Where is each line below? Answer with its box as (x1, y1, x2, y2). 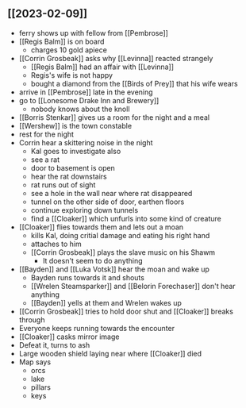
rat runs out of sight (30, 179, 96, 190)
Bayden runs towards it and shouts (30, 272, 144, 282)
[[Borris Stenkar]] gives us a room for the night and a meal (18, 112, 210, 122)
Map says (18, 357, 52, 367)
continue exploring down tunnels (30, 205, 139, 214)
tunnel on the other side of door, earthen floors (30, 197, 185, 206)
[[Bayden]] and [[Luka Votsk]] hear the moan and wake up (18, 264, 209, 274)
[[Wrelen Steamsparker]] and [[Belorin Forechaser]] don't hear (30, 281, 236, 291)
